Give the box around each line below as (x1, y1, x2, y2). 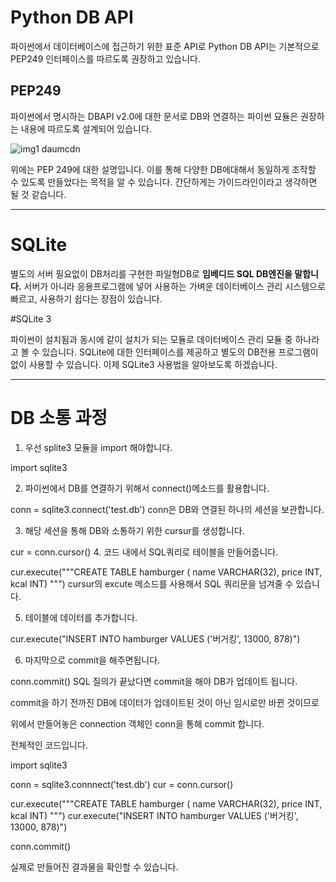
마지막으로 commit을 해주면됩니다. (24, 654, 161, 666)
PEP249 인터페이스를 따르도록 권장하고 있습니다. (10, 52, 201, 65)
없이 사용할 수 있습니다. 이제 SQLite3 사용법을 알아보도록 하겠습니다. (10, 358, 278, 370)
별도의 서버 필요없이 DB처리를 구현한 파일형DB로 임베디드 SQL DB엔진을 (10, 267, 293, 280)
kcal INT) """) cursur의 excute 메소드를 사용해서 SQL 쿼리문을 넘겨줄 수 (10, 577, 294, 590)
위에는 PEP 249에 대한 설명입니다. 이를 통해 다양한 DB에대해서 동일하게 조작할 (10, 163, 317, 175)
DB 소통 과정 (10, 406, 108, 429)
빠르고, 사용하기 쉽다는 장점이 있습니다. (10, 292, 163, 305)
